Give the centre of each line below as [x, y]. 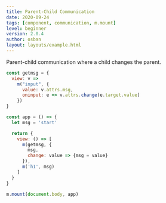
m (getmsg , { [37, 144]
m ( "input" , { [33, 84]
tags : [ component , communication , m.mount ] [61, 23]
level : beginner [26, 28]
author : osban [24, 39]
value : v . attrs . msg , [47, 90]
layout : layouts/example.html [44, 45]
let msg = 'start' [35, 122]
